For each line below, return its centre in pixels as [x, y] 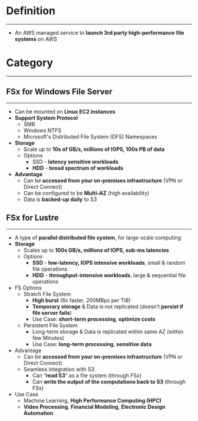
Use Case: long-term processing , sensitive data [92, 344]
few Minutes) [48, 338]
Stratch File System [47, 294]
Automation [38, 413]
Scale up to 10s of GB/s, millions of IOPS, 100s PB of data [94, 149]
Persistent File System [50, 325]
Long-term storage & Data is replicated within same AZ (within [108, 331]
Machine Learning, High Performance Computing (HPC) [93, 400]
